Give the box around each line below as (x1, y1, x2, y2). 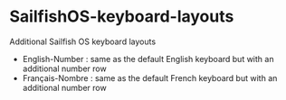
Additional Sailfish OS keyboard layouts (9, 36, 157, 47)
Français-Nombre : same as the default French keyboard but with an (22, 72, 278, 83)
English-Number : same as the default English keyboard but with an (22, 53, 274, 64)
